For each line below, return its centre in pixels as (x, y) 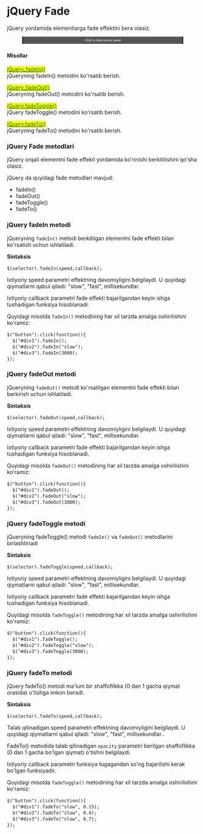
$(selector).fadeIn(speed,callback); (55, 268)
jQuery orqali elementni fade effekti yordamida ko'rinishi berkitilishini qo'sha (102, 160)
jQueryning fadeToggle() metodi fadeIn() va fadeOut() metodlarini (90, 537)
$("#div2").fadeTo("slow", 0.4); (55, 813)
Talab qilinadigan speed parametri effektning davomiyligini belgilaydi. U (96, 728)
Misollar (17, 55)
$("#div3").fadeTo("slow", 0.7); (55, 819)
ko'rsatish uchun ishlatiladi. (41, 244)
